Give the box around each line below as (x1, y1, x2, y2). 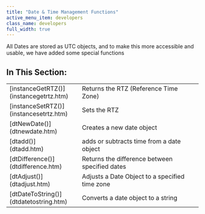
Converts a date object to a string (82, 194, 178, 202)
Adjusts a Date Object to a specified (82, 172, 185, 181)
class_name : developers (6, 20, 67, 26)
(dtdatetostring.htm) (9, 197, 68, 206)
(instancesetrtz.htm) (9, 109, 68, 118)
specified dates (82, 163, 126, 171)
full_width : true (6, 26, 51, 32)
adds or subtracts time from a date (82, 137, 181, 146)
